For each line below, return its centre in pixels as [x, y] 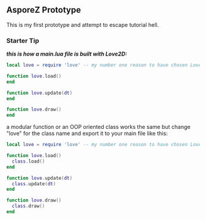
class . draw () [29, 206]
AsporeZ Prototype [44, 10]
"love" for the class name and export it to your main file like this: [87, 133]
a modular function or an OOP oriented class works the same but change [98, 127]
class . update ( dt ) [34, 184]
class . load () [29, 161]
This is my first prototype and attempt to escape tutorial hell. [83, 24]
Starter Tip [23, 40]
